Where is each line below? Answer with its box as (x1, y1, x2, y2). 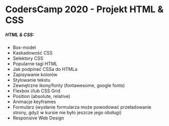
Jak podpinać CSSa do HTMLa (12, 66, 78, 72)
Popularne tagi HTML (12, 61, 58, 67)
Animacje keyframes (12, 98, 56, 105)
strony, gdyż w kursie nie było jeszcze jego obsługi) (12, 110, 122, 116)
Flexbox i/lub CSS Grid (12, 88, 60, 94)
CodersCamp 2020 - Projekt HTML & (5, 4, 164, 15)
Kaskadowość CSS (12, 50, 53, 56)
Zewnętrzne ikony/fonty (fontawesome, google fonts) (12, 83, 125, 89)
